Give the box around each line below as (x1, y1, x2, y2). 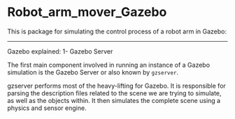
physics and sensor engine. (7, 104, 87, 112)
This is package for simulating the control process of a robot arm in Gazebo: (7, 27, 227, 35)
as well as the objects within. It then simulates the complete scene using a (7, 96, 221, 104)
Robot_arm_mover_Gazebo (7, 4, 167, 20)
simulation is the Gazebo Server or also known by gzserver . (7, 68, 179, 77)
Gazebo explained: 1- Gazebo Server (7, 47, 113, 56)
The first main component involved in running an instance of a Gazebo (7, 61, 211, 69)
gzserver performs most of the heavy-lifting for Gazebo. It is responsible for (7, 81, 226, 90)
